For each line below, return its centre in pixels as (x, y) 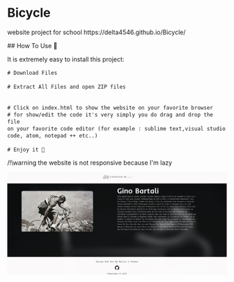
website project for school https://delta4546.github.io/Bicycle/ (96, 32)
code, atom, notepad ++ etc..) (53, 135)
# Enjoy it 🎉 (26, 149)
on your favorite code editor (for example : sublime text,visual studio (117, 128)
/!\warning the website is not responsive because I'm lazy (90, 163)
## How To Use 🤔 (32, 45)
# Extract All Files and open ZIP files (67, 87)
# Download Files (32, 73)
